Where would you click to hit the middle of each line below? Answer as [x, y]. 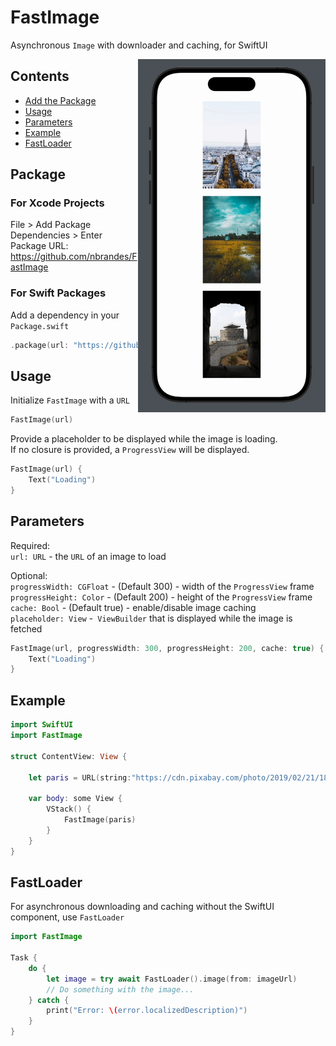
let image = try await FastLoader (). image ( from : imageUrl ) [172, 979]
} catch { [49, 1000]
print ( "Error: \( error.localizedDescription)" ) [147, 1011]
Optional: [29, 575]
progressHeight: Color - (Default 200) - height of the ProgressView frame [161, 597]
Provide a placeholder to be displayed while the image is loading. [144, 439]
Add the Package [60, 100]
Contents [40, 76]
